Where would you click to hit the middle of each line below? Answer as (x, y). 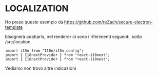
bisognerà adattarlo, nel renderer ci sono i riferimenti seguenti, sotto (74, 37)
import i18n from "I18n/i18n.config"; (44, 51)
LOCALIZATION (37, 9)
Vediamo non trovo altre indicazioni (41, 68)
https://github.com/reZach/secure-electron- (109, 22)
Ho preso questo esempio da (34, 22)
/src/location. (18, 41)
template (14, 27)
